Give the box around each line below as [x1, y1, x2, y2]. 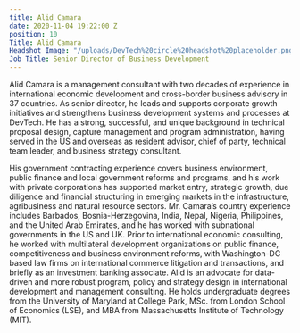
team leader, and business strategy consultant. [9, 146, 182, 156]
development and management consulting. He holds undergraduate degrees [9, 287, 291, 296]
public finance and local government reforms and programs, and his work [9, 172, 280, 183]
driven [9, 277, 33, 287]
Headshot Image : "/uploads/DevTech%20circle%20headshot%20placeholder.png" [9, 46, 297, 55]
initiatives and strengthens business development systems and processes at [9, 108, 290, 118]
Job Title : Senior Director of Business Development [9, 54, 210, 63]
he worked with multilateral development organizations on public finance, [9, 238, 279, 249]
